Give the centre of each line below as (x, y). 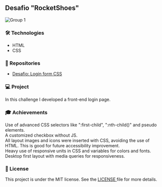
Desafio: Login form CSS (37, 74)
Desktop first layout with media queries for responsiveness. (65, 156)
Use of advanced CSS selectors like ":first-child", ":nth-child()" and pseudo (81, 125)
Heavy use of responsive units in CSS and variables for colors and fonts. (78, 151)
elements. (15, 130)
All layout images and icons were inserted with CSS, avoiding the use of (78, 140)
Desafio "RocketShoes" (42, 8)
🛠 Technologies (25, 33)
